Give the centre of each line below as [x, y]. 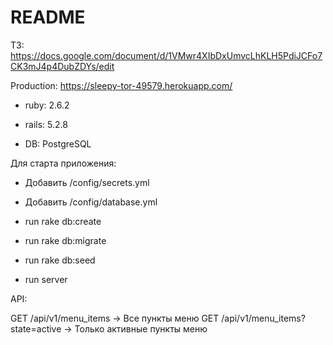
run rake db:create [63, 221]
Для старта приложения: [63, 163]
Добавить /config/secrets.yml [87, 182]
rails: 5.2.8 [46, 124]
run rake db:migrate [65, 240]
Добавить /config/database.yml [91, 202]
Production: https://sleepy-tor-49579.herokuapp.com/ [121, 85]
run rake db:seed [60, 260]
